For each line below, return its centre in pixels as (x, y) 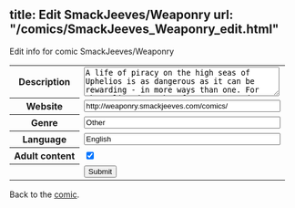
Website (45, 107)
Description (45, 82)
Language (44, 140)
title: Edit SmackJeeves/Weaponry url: (122, 15)
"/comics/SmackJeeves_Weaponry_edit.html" (144, 30)
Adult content (45, 156)
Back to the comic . (45, 194)
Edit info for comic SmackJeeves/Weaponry (92, 51)
